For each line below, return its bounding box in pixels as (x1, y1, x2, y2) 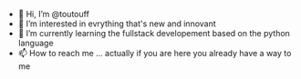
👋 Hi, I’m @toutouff (17, 9, 89, 19)
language (17, 37, 54, 48)
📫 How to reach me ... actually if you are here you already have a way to (17, 48, 292, 58)
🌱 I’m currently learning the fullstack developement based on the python (17, 28, 290, 38)
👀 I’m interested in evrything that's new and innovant (17, 18, 216, 29)
